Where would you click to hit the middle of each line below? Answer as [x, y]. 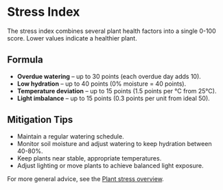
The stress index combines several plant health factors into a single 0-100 [111, 31]
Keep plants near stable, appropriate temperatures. [89, 158]
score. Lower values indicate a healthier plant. [72, 38]
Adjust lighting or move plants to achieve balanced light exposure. [110, 165]
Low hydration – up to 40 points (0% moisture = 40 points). [102, 84]
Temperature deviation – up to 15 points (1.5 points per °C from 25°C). [117, 91]
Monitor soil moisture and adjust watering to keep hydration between [114, 143]
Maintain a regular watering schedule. [71, 136]
